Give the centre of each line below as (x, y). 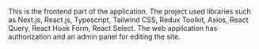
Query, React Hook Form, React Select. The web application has (113, 28)
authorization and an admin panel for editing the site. (94, 36)
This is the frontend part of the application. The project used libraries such (129, 11)
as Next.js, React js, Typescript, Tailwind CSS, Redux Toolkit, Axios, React (128, 20)
